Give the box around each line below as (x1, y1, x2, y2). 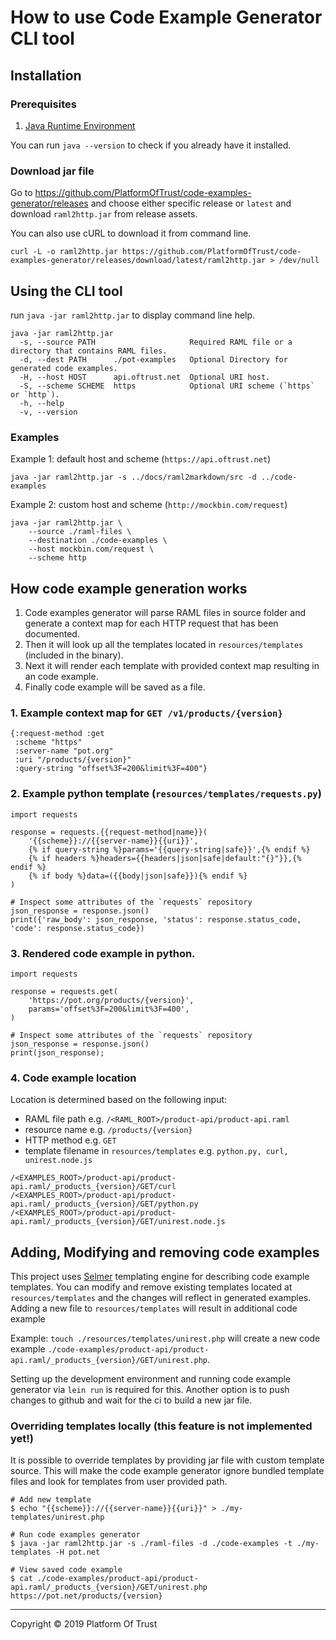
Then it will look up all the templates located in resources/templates (24, 639, 304, 651)
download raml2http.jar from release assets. (10, 208, 198, 220)
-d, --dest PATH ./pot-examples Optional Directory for (19, 354, 288, 365)
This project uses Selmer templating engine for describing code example (10, 1271, 310, 1283)
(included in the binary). (24, 649, 124, 661)
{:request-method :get (10, 729, 105, 739)
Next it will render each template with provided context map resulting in (24, 660, 320, 672)
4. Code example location (10, 1071, 137, 1085)
